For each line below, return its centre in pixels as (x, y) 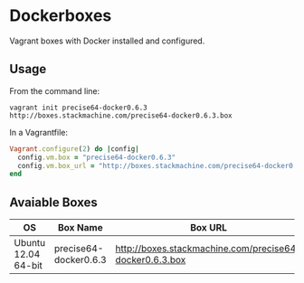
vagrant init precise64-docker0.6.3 (78, 108)
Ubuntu (30, 243)
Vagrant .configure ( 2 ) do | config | (75, 149)
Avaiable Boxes (53, 202)
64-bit (28, 266)
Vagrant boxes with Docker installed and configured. (107, 41)
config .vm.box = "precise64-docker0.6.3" (97, 157)
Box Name (80, 228)
